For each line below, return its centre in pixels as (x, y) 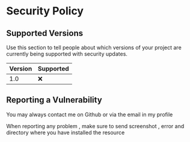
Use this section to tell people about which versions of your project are (94, 47)
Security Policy (45, 11)
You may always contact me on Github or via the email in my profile (90, 114)
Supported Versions (44, 33)
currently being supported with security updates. (67, 54)
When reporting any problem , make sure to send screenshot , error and (95, 126)
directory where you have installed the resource (66, 132)
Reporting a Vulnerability (54, 100)
